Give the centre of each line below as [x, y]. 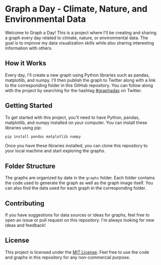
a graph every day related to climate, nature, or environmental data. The [77, 38]
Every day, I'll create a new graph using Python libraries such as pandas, [77, 75]
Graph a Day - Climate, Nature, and [76, 9]
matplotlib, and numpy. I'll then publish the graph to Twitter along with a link [80, 80]
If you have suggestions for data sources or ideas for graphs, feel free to [77, 215]
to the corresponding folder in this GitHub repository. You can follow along [79, 85]
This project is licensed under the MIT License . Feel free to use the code [77, 252]
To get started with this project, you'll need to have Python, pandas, [73, 117]
